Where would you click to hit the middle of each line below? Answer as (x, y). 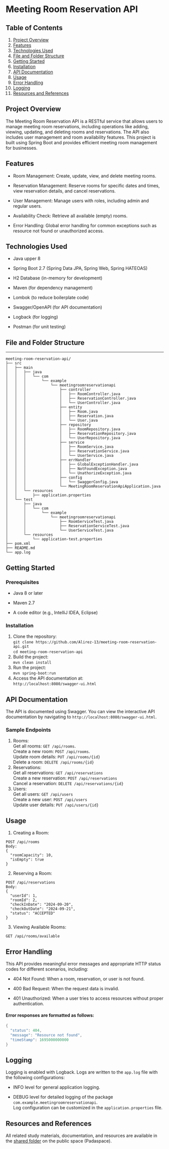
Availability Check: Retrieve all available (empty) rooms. (70, 216)
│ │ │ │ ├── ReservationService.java (67, 451)
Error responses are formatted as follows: (50, 1015)
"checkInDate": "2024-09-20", (42, 905)
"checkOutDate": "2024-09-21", (43, 909)
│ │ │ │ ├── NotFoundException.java (66, 469)
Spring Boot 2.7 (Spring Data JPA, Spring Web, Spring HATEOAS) (80, 268)
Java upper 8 (27, 259)
